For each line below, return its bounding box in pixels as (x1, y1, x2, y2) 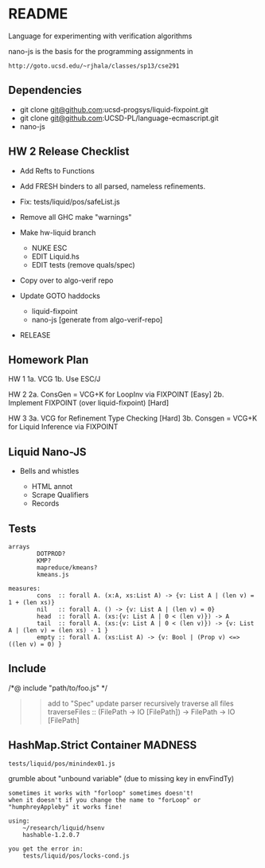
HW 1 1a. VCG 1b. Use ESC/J (8, 374, 101, 384)
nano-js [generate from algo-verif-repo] (31, 315, 163, 324)
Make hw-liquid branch (19, 228, 96, 237)
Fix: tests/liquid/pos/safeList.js (19, 197, 121, 206)
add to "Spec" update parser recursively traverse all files (47, 698, 234, 708)
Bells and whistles (19, 467, 80, 476)
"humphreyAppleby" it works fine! (8, 803, 123, 811)
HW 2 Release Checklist (8, 145, 130, 158)
